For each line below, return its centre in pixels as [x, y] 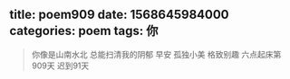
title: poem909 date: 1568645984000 [119, 15]
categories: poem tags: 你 [84, 31]
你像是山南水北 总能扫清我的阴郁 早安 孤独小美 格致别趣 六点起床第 [156, 54]
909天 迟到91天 [60, 66]
